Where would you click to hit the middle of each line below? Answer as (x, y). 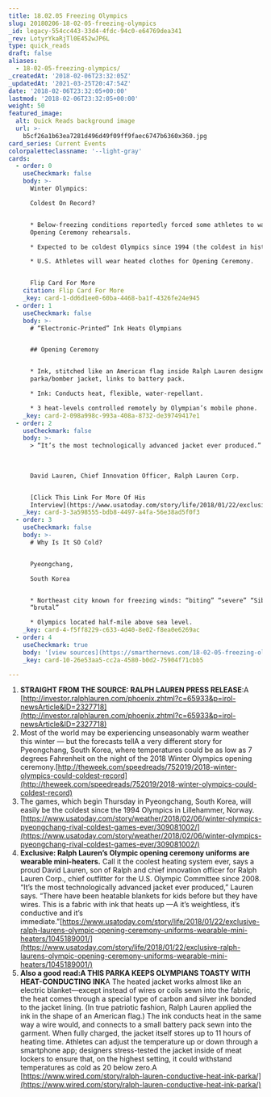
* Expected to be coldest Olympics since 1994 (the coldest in (138, 247)
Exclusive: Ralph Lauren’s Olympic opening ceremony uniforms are (135, 853)
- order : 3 (34, 520)
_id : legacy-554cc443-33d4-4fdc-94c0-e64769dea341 (95, 31)
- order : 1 (34, 305)
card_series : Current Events (57, 143)
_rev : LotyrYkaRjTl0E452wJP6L (59, 38)
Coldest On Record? (62, 203)
